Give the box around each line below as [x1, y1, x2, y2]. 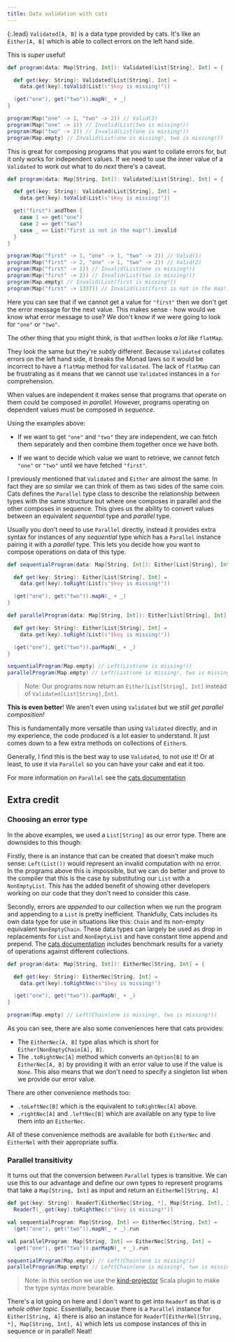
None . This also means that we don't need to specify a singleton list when [17, 1068, 228, 1076]
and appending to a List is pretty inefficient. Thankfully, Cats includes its [7, 909, 218, 918]
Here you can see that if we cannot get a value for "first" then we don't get [7, 298, 228, 306]
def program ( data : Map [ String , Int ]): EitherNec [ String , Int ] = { [7, 960, 205, 967]
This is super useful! [7, 50, 66, 59]
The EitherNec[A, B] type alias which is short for [17, 1037, 159, 1047]
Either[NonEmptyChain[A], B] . [17, 1045, 105, 1054]
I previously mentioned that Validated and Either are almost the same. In [7, 474, 218, 483]
